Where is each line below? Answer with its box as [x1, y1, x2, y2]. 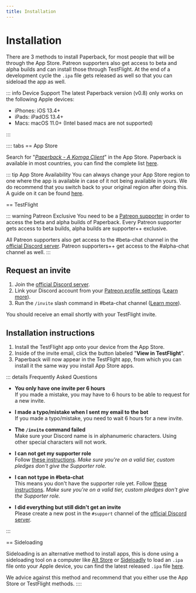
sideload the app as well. [6, 78, 66, 85]
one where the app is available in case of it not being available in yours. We [6, 177, 187, 184]
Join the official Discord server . [14, 281, 90, 288]
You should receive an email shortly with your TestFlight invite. [6, 311, 157, 318]
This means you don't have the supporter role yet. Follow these [14, 480, 167, 487]
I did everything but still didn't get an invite [14, 504, 121, 511]
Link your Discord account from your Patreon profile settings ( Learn [14, 287, 178, 294]
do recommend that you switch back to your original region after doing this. [6, 183, 188, 190]
